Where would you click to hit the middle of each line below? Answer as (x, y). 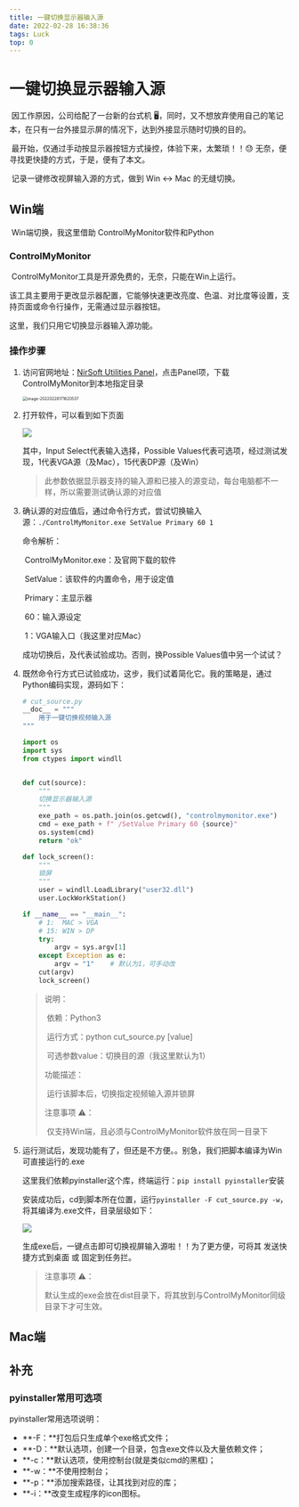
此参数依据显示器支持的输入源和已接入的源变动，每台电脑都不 (158, 480)
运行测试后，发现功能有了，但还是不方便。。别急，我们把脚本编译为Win (152, 1150)
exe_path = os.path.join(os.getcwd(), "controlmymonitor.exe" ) (158, 816)
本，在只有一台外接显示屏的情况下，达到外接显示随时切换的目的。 (130, 129)
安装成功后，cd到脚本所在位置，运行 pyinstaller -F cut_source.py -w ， (155, 1199)
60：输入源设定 (53, 617)
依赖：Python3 (74, 1018)
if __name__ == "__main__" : (74, 914)
